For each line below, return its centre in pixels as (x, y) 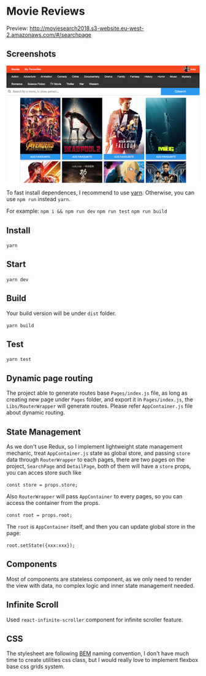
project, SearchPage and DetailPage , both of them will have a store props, (99, 466)
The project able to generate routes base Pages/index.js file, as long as (97, 393)
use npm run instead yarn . (38, 199)
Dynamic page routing (50, 378)
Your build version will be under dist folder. (61, 313)
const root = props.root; (39, 515)
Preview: (17, 28)
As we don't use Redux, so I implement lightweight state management (94, 447)
